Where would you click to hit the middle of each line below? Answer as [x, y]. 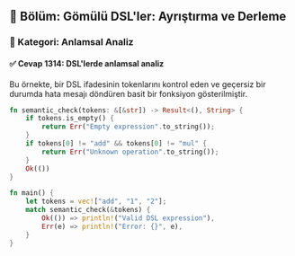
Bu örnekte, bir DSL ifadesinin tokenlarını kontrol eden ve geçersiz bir [138, 84]
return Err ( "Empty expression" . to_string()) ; [129, 127]
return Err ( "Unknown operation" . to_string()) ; [130, 152]
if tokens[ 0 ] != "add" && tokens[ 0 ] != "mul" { [116, 144]
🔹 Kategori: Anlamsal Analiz [72, 42]
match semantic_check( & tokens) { [88, 210]
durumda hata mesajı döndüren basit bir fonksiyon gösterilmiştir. [129, 93]
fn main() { [31, 193]
